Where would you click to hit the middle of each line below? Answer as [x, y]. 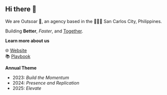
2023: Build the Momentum [41, 77]
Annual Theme [21, 67]
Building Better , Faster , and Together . [44, 31]
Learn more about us [27, 40]
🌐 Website [16, 50]
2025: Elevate [27, 88]
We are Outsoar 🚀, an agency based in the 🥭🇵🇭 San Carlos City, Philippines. [84, 21]
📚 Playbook [18, 56]
